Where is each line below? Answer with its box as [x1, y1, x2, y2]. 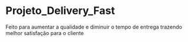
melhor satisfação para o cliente [5, 29, 84, 36]
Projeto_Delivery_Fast [5, 4, 115, 17]
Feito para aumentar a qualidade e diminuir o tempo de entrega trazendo [5, 23, 183, 30]
